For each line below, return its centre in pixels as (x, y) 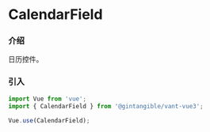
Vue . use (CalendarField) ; (49, 120)
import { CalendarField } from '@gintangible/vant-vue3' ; (106, 106)
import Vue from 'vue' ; (48, 99)
